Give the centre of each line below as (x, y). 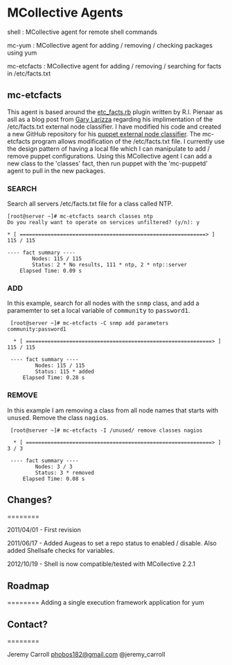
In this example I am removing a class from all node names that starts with (113, 410)
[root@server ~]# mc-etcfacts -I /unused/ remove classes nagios (106, 430)
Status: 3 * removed (65, 473)
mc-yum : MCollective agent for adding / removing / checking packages (110, 45)
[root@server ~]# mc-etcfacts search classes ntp (80, 217)
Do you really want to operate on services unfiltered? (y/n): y (103, 223)
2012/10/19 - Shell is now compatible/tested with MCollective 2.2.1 (101, 564)
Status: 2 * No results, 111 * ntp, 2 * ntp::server (110, 265)
